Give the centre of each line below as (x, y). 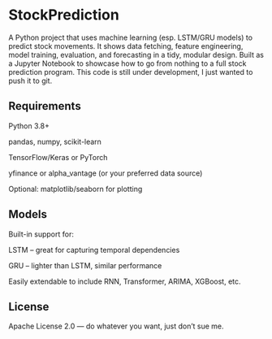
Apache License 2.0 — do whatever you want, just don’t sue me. (117, 326)
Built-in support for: (41, 234)
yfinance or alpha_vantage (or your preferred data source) (106, 173)
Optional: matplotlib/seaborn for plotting (76, 189)
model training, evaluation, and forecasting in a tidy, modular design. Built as (136, 54)
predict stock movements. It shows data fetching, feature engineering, (126, 46)
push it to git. (30, 80)
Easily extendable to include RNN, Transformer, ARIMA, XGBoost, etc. (125, 281)
